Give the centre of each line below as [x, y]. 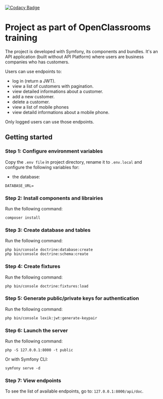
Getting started [29, 137]
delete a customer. [31, 102]
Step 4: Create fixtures [33, 266]
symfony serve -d [23, 369]
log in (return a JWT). [34, 81]
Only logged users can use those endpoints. [50, 122]
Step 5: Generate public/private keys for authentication [72, 298]
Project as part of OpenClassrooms [78, 28]
